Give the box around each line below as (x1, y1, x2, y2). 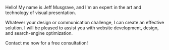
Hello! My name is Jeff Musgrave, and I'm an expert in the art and (5, 5, 142, 10)
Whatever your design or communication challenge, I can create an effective (5, 20, 164, 25)
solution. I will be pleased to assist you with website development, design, (5, 25, 159, 31)
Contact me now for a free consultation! (5, 40, 88, 46)
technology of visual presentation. (5, 10, 77, 16)
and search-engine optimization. (5, 30, 73, 36)
